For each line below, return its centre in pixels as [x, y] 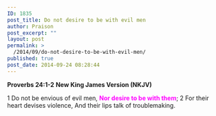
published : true [30, 59]
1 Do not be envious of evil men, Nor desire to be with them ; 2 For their [108, 98]
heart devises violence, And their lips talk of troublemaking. [91, 105]
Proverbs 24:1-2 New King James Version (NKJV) [80, 84]
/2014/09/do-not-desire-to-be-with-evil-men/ [80, 52]
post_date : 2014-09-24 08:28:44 [53, 65]
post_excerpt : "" [32, 33]
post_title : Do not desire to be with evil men [77, 20]
